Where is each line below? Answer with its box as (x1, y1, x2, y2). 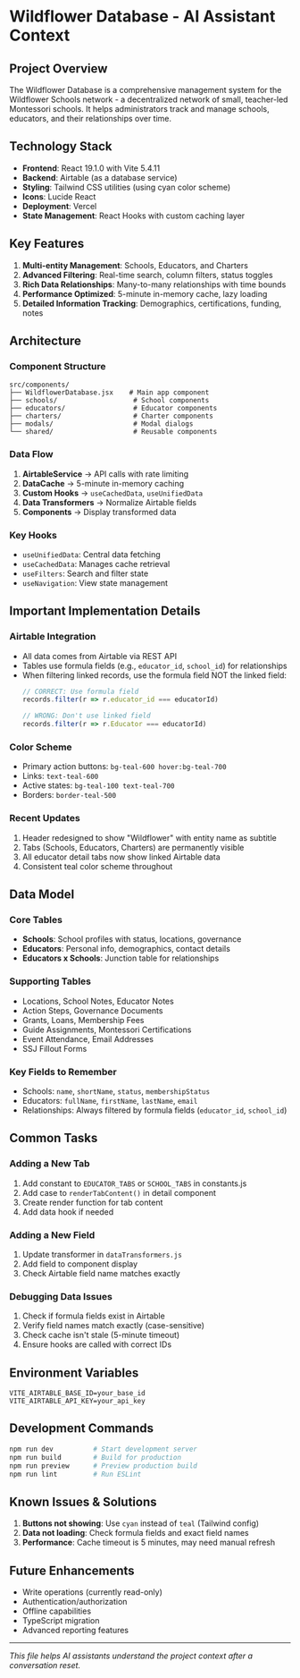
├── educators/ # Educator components (9, 404, 218, 413)
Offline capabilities (21, 1606, 92, 1616)
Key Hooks (9, 529, 58, 541)
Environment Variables (9, 1365, 139, 1380)
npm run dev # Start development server (9, 1445, 198, 1453)
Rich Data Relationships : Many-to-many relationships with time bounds (21, 279, 287, 290)
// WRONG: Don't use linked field (21, 711, 151, 721)
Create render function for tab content (21, 1197, 163, 1208)
